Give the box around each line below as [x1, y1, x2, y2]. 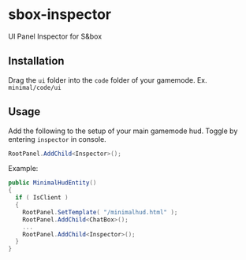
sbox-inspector [8, 6, 112, 24]
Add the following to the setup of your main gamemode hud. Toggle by [8, 126, 238, 136]
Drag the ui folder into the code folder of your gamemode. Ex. [8, 75, 207, 84]
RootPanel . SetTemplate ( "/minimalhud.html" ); [22, 208, 178, 216]
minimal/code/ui [8, 84, 61, 91]
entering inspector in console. [8, 134, 106, 143]
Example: [8, 164, 39, 173]
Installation [8, 54, 65, 68]
